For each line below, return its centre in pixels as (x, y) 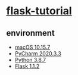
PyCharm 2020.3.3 (38, 54)
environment (30, 33)
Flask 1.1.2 (27, 66)
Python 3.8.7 (30, 60)
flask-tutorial (39, 11)
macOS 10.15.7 (32, 47)
